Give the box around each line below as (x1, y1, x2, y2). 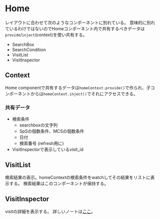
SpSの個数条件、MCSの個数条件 (19, 128, 84, 134)
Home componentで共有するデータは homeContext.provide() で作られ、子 (5, 85, 151, 91)
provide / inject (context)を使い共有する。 (5, 32, 88, 37)
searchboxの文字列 (19, 122, 58, 128)
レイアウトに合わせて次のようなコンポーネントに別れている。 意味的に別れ (5, 19, 156, 25)
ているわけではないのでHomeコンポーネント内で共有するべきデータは (5, 25, 145, 32)
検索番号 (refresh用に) (19, 141, 64, 146)
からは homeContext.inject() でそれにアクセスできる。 (30, 91, 138, 96)
